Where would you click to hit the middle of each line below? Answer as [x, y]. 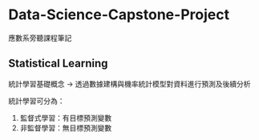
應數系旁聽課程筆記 [40, 38]
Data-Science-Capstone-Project [119, 15]
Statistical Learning [58, 64]
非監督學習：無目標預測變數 [66, 128]
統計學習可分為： [36, 101]
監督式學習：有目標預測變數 [66, 118]
